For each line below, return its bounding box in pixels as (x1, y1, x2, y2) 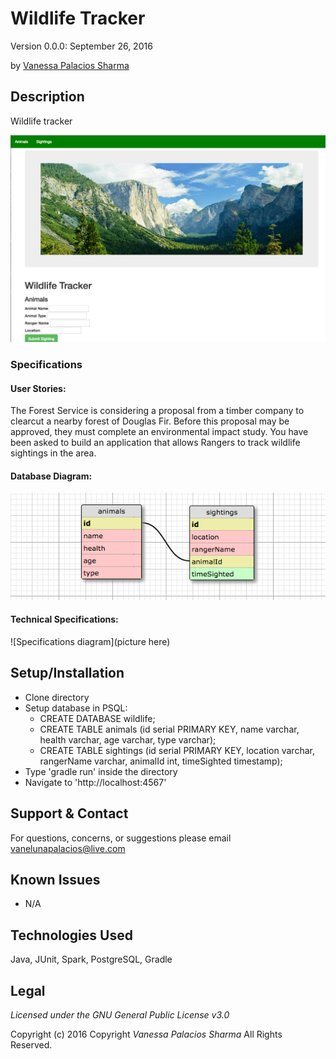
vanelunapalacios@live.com (10, 842, 126, 854)
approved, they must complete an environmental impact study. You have (10, 426, 309, 438)
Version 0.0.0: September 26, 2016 (10, 40, 153, 52)
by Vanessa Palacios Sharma (10, 59, 130, 71)
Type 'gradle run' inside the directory (24, 765, 178, 777)
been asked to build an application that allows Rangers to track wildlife (10, 437, 301, 449)
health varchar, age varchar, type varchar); (39, 733, 217, 746)
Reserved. (10, 1039, 53, 1051)
